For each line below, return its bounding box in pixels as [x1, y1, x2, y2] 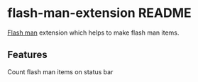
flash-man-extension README [7, 5, 192, 21]
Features [7, 49, 48, 61]
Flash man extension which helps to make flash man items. [7, 28, 180, 37]
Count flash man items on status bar [7, 67, 114, 76]
